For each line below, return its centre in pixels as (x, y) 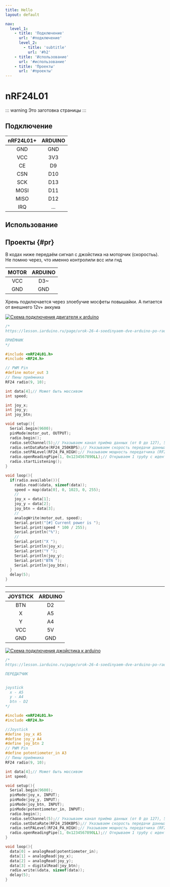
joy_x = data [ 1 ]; (33, 499)
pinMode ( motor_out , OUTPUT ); (40, 433)
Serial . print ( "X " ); (36, 542)
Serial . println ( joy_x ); (39, 547)
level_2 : (28, 43)
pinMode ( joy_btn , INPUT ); (37, 805)
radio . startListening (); (36, 462)
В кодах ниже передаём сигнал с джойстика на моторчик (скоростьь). (82, 255)
